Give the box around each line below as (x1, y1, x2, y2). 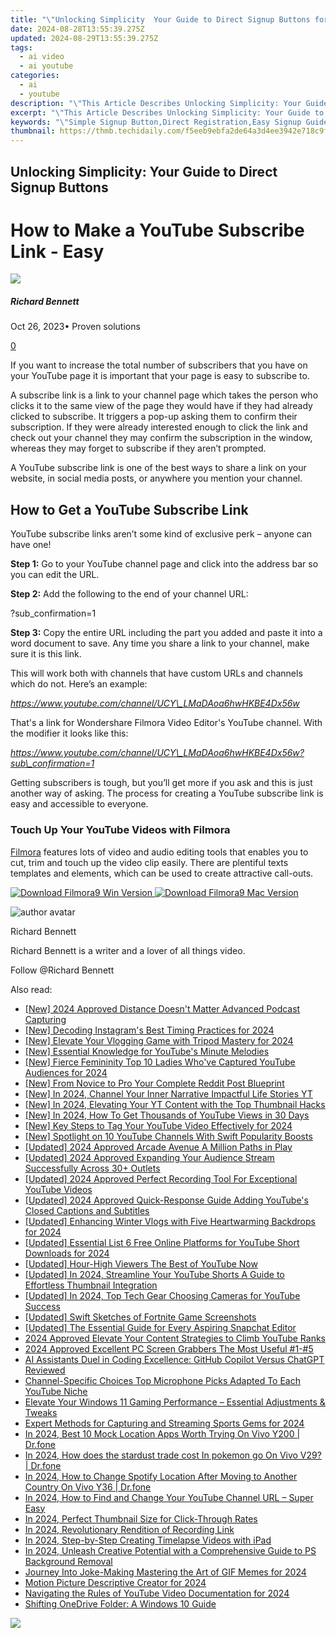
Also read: (10, 983, 53, 995)
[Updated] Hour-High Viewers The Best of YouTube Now (24, 1257, 258, 1270)
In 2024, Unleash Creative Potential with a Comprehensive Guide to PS (24, 1544, 317, 1556)
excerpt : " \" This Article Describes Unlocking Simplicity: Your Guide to (10, 107, 325, 118)
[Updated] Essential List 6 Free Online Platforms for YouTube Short (24, 1236, 300, 1248)
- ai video (19, 52, 65, 62)
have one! (10, 539, 52, 551)
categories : (10, 71, 60, 81)
